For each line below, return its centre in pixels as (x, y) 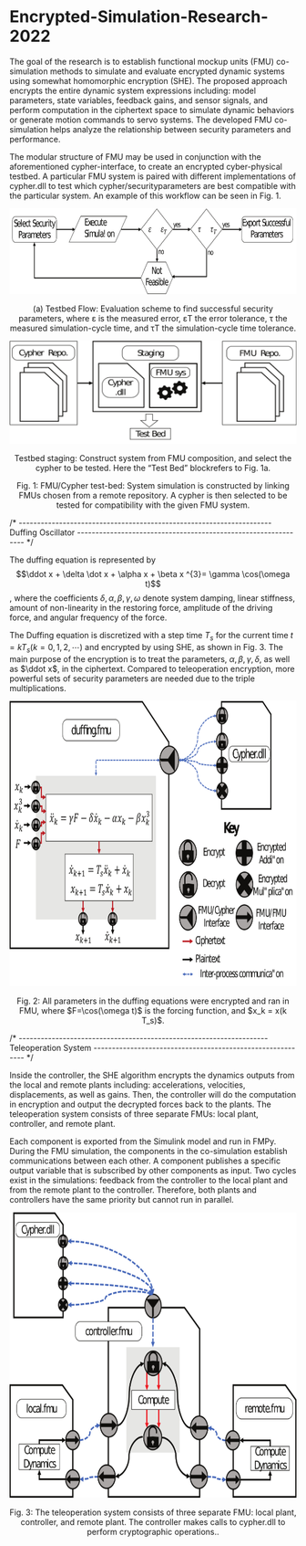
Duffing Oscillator (42, 532)
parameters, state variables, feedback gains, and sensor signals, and (139, 100)
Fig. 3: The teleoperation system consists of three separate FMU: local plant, (153, 1512)
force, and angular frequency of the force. (88, 617)
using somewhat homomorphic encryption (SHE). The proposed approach (148, 80)
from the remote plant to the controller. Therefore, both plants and (133, 1190)
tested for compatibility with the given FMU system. (153, 505)
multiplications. (38, 688)
